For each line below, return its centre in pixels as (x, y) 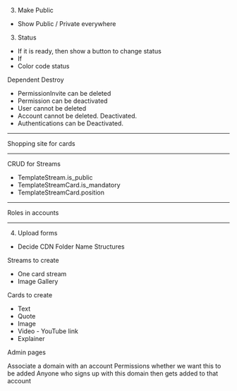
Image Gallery (38, 281)
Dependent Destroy (36, 80)
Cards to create (30, 295)
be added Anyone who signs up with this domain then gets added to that (113, 373)
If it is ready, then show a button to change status (90, 51)
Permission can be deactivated (62, 101)
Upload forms (37, 233)
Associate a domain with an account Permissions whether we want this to (114, 366)
